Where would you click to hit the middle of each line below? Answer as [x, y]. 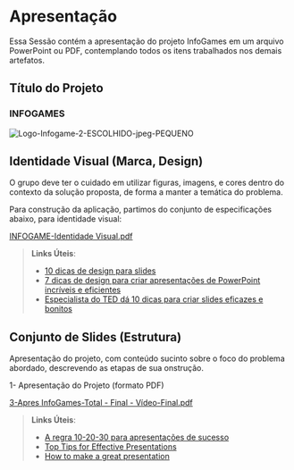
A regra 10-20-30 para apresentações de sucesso [137, 437]
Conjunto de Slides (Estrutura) [95, 337]
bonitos [59, 309]
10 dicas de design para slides [100, 271]
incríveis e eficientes [83, 290]
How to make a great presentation [107, 457]
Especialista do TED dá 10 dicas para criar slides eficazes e [154, 299]
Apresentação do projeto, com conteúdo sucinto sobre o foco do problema [147, 358]
